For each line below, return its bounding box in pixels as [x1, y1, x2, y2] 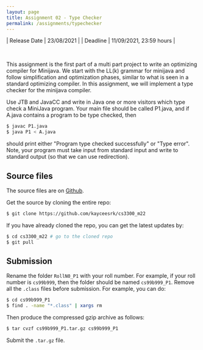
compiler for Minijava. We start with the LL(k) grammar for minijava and [6, 67, 185, 75]
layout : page [6, 9, 40, 15]
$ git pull [6, 239, 34, 245]
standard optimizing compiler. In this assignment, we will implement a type [6, 80, 193, 87]
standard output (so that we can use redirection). [6, 153, 130, 161]
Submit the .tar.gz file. [6, 337, 65, 344]
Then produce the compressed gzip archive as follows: [6, 314, 145, 321]
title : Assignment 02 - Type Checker [6, 15, 102, 21]
